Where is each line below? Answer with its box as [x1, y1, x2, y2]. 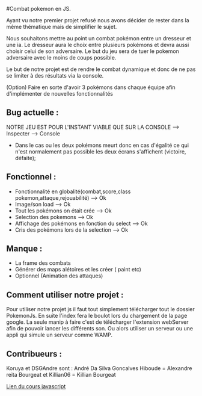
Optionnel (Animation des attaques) [14, 272, 103, 279]
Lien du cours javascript [6, 383, 66, 390]
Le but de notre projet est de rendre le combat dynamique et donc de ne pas [6, 66, 196, 73]
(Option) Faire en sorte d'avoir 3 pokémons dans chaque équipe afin [6, 84, 176, 91]
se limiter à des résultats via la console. [6, 72, 104, 79]
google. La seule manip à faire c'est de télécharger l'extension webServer [6, 318, 189, 326]
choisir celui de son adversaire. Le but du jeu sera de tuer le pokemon [6, 48, 179, 55]
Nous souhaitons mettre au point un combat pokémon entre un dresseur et [6, 35, 191, 42]
